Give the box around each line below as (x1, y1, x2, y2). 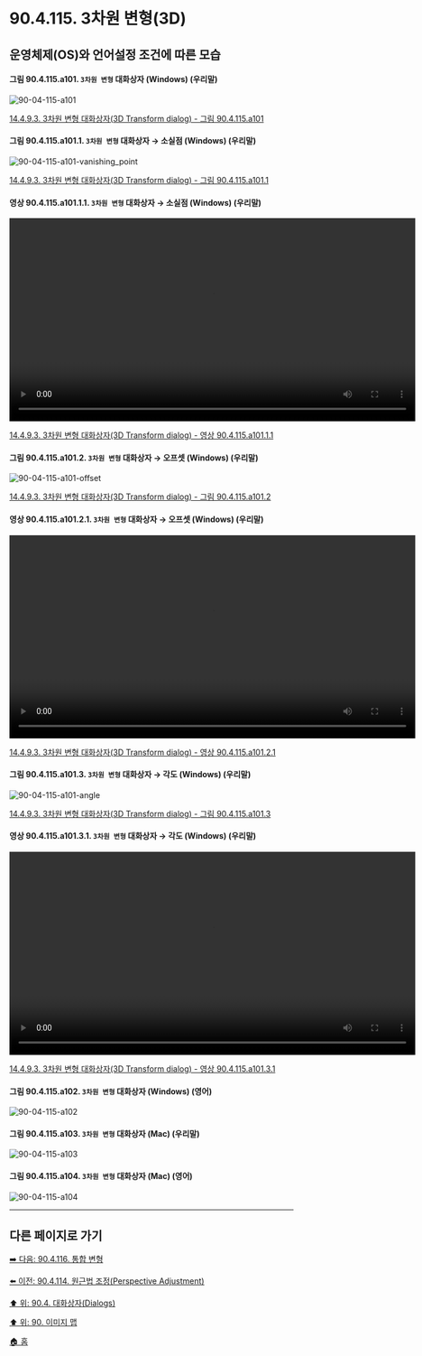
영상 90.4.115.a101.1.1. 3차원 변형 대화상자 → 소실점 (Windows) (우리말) (9, 197, 261, 208)
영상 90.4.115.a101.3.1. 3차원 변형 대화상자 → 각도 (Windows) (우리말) (9, 831, 257, 841)
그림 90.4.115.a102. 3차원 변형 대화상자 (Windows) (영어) (9, 1085, 213, 1097)
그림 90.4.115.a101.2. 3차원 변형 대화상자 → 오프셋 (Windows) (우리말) (9, 452, 259, 463)
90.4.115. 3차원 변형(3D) (9, 8, 187, 29)
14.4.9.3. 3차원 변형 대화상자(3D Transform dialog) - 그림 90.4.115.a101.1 (9, 174, 269, 185)
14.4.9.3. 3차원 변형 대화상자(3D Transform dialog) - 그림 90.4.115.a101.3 (9, 808, 271, 819)
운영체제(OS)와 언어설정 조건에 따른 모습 (9, 47, 221, 62)
